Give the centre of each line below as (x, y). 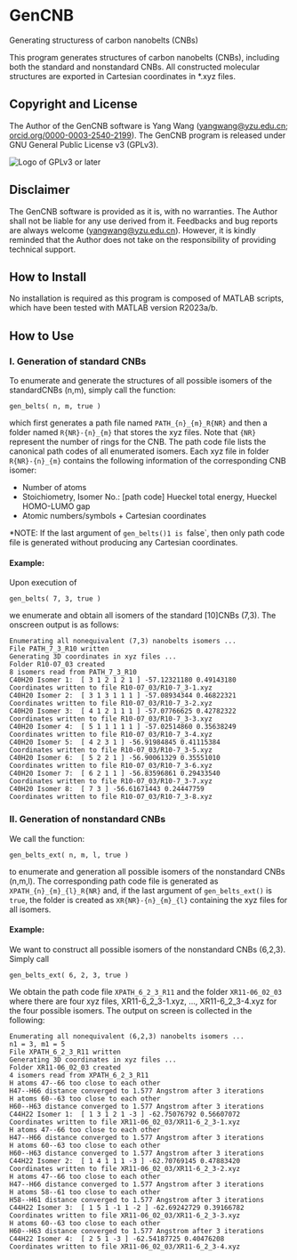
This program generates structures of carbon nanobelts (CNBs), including (144, 57)
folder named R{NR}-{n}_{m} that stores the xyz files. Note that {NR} (132, 432)
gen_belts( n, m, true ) (55, 407)
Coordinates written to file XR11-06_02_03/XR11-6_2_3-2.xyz (125, 1168)
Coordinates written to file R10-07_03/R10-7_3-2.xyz (111, 704)
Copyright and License (73, 105)
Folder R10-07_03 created (57, 665)
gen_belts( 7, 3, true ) (55, 599)
